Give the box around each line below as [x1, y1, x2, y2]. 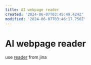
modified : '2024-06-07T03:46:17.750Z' [5, 16, 86, 21]
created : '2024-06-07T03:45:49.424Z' [5, 12, 84, 17]
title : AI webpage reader [5, 7, 59, 12]
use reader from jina [5, 54, 47, 60]
